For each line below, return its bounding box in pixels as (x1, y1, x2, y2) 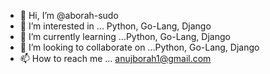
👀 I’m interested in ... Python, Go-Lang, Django (19, 20, 212, 32)
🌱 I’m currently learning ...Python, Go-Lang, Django (19, 31, 231, 42)
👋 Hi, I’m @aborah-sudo (19, 10, 119, 21)
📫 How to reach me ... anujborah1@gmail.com (19, 53, 212, 64)
